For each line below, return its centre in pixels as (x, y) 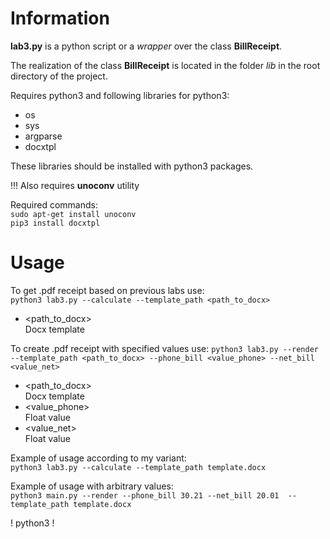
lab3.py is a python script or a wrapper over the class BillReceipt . (146, 46)
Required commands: (54, 204)
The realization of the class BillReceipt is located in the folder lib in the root (165, 65)
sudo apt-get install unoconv (73, 214)
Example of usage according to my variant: (98, 458)
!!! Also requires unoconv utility (75, 185)
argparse (43, 136)
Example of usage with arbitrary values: (92, 486)
